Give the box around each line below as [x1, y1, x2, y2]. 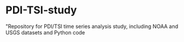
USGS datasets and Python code [5, 29, 86, 36]
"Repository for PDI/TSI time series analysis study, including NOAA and [5, 23, 179, 30]
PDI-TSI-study [5, 3, 77, 17]
